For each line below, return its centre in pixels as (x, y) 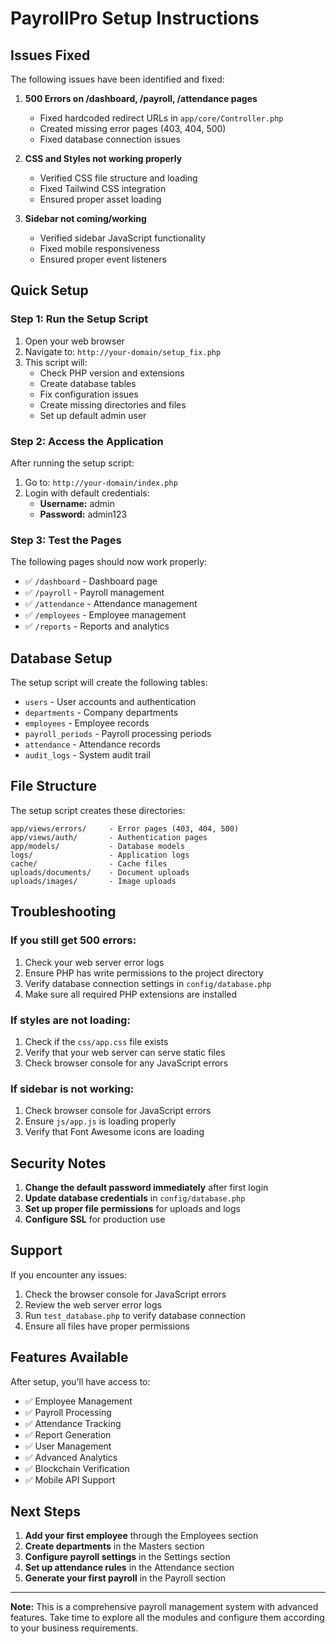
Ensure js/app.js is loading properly (100, 1121)
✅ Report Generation (68, 1434)
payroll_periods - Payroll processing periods (118, 734)
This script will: (56, 362)
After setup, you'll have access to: (80, 1381)
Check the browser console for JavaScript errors (125, 1294)
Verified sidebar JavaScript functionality (122, 238)
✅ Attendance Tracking (73, 1423)
